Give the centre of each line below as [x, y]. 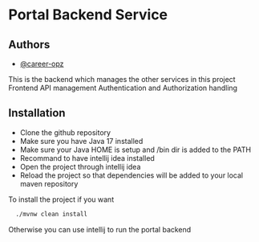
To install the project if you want [61, 199]
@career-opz [42, 64]
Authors [29, 45]
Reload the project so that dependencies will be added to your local [132, 175]
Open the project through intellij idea [80, 166]
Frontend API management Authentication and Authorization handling [123, 88]
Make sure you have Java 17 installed [81, 141]
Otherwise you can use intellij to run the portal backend [100, 229]
